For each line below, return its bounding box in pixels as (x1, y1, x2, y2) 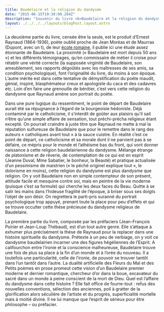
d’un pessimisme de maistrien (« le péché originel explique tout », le (5, 163, 142, 169)
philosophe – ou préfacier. (5, 302, 58, 308)
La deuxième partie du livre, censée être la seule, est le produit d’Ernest (5, 34, 150, 40)
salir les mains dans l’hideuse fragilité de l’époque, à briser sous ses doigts (5, 189, 156, 195)
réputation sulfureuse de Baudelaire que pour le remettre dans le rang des (5, 126, 154, 132)
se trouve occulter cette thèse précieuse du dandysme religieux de (5, 204, 140, 210)
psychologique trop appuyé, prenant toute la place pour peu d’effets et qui (5, 199, 155, 205)
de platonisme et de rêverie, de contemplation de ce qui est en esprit (5, 152, 144, 158)
